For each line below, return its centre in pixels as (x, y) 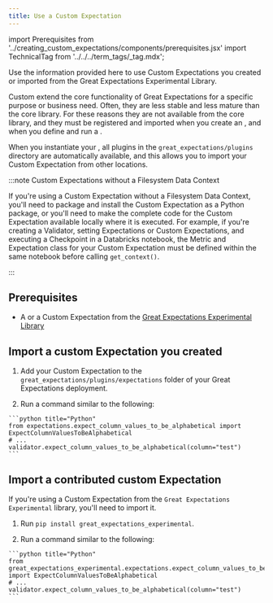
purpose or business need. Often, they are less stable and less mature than (134, 105)
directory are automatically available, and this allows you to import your (128, 155)
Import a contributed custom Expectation (115, 480)
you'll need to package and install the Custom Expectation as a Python (127, 204)
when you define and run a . (56, 131)
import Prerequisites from (51, 39)
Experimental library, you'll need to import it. (82, 508)
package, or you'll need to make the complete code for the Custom (121, 213)
